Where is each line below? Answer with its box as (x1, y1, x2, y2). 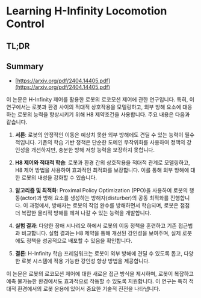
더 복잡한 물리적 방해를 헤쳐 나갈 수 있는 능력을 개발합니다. (14, 209, 152, 217)
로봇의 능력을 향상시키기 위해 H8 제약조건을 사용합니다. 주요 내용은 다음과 (17, 111, 190, 118)
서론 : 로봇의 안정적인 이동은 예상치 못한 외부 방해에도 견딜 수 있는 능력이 (14, 131, 184, 139)
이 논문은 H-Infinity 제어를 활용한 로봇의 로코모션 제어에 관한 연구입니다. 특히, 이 (6, 96, 194, 103)
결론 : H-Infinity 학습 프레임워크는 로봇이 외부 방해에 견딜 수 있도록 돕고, (14, 250, 182, 257)
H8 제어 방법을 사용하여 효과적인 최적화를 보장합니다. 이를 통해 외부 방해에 (14, 166, 190, 174)
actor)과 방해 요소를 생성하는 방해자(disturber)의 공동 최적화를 (22, 194, 169, 202)
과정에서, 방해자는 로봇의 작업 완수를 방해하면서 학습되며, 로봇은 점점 (29, 202, 190, 209)
